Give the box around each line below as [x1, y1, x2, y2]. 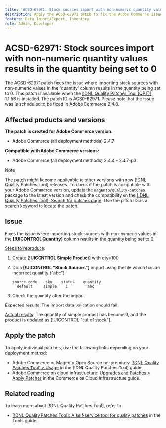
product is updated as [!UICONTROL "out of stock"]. [5, 317, 112, 323]
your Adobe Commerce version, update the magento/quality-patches [5, 187, 146, 193]
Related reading [5, 390, 55, 398]
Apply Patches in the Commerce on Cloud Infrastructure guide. [12, 375, 141, 381]
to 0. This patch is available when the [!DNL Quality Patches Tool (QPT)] [5, 90, 152, 97]
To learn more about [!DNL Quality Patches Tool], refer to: [5, 403, 123, 409]
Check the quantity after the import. [12, 292, 85, 298]
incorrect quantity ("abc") [12, 270, 65, 276]
